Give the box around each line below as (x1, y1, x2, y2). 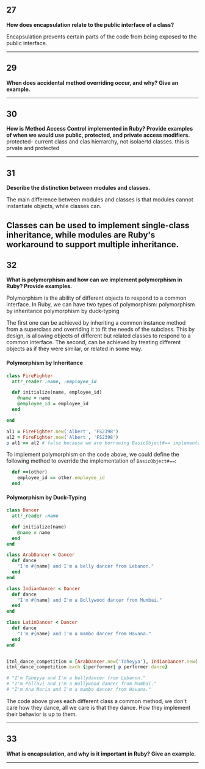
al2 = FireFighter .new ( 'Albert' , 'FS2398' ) (6, 434, 119, 440)
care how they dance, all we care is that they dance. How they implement (6, 704, 191, 711)
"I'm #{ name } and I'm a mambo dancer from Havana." (17, 630, 151, 637)
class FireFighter (6, 372, 53, 379)
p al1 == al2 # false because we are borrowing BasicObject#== (6, 439, 171, 446)
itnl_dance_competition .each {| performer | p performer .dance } (6, 664, 168, 670)
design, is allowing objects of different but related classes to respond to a (6, 332, 191, 339)
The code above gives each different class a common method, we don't (6, 697, 187, 704)
